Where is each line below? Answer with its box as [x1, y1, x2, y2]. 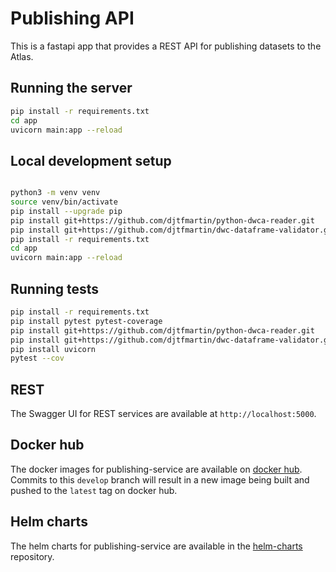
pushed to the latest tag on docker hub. [10, 484, 178, 496]
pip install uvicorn [10, 344, 97, 354]
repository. [10, 550, 55, 562]
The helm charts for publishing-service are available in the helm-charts [10, 540, 303, 552]
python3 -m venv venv [10, 188, 101, 198]
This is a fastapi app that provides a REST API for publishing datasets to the [10, 40, 322, 52]
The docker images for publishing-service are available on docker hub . [10, 463, 303, 475]
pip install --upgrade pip [10, 206, 123, 216]
